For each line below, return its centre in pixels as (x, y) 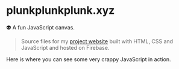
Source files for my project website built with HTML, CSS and (97, 41)
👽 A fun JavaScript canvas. (41, 27)
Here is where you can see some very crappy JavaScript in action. (89, 59)
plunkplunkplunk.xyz (61, 10)
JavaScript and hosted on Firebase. (65, 47)
